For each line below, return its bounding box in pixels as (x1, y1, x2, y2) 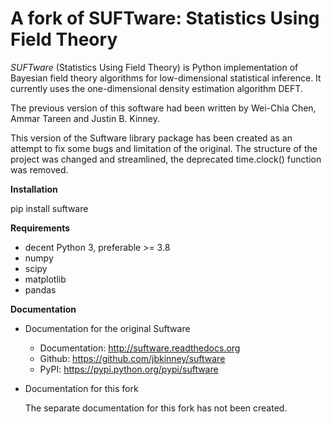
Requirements (10, 222, 71, 234)
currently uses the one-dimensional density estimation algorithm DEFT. (10, 82, 303, 94)
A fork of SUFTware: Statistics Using (10, 7, 320, 30)
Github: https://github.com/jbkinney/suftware (39, 352, 226, 364)
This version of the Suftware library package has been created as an (10, 132, 293, 144)
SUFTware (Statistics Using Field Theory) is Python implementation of (10, 61, 299, 73)
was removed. (10, 163, 69, 176)
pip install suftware (10, 202, 89, 214)
